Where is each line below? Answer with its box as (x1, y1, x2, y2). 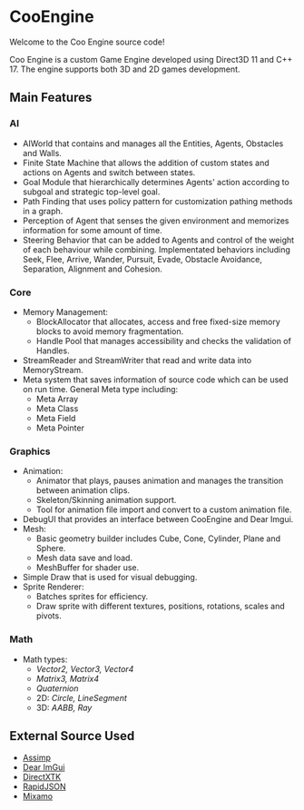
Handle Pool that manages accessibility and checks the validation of (35, 335, 292, 346)
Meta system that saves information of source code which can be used (22, 374, 289, 385)
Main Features (9, 90, 93, 105)
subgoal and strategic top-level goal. (22, 186, 161, 197)
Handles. (35, 345, 70, 356)
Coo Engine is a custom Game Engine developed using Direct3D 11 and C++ (9, 54, 293, 64)
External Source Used (9, 728, 135, 744)
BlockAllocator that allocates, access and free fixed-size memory (35, 316, 281, 327)
